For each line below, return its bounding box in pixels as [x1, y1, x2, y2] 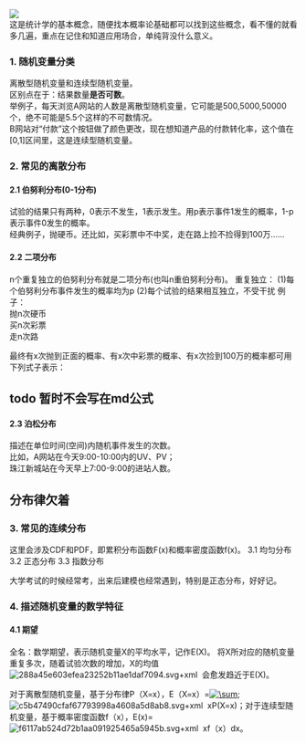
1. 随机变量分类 [9, 55, 76, 68]
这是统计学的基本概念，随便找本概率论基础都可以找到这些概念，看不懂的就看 [9, 19, 298, 29]
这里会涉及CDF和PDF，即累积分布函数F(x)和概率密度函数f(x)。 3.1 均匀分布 [9, 544, 292, 555]
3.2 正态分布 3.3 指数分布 [9, 555, 105, 566]
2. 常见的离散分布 [9, 160, 87, 173]
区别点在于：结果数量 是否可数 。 [9, 89, 130, 100]
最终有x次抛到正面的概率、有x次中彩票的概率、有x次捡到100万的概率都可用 [9, 350, 292, 361]
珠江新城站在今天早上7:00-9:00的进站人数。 [9, 463, 175, 474]
